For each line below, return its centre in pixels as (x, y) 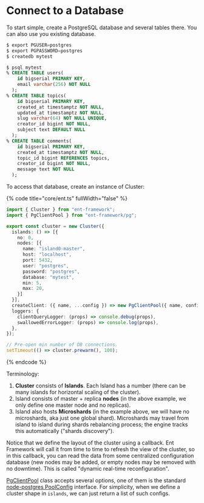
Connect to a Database (65, 11)
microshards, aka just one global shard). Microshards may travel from (102, 418)
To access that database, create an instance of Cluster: (75, 187)
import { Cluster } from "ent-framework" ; (61, 210)
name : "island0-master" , (54, 249)
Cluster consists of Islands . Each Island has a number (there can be (100, 386)
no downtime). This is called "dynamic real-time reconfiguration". (88, 469)
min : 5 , (32, 283)
